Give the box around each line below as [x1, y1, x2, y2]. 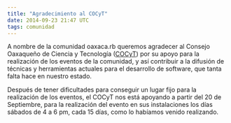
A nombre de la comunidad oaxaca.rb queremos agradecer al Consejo [7, 43, 210, 51]
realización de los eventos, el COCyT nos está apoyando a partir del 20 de [7, 93, 222, 101]
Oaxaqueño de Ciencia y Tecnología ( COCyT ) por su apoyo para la [7, 50, 199, 58]
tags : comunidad [7, 23, 55, 30]
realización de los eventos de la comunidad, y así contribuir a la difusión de [7, 57, 225, 66]
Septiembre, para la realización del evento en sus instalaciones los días [7, 101, 213, 109]
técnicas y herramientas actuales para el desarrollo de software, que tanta [7, 64, 222, 73]
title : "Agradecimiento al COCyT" [7, 10, 108, 17]
